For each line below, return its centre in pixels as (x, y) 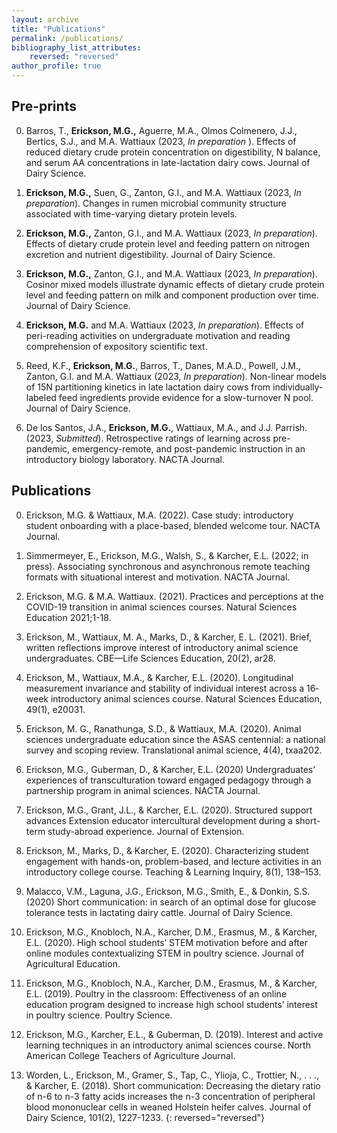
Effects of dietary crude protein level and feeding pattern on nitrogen (168, 243)
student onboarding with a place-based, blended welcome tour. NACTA (173, 525)
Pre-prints (44, 106)
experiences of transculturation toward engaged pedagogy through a (168, 780)
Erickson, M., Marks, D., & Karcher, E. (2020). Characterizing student (167, 850)
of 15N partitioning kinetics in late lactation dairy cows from (148, 387)
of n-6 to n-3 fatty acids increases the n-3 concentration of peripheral (170, 1096)
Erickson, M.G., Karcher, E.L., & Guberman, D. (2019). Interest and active (174, 1034)
